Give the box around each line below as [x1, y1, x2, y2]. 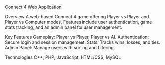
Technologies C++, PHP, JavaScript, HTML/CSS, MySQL [5, 54, 121, 60]
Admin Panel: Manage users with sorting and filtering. [5, 45, 115, 50]
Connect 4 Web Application [5, 4, 62, 10]
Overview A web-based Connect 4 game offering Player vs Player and [5, 14, 149, 19]
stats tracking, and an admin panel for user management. [5, 24, 123, 30]
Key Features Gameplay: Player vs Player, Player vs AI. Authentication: [5, 34, 149, 40]
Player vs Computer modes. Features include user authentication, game [5, 19, 152, 25]
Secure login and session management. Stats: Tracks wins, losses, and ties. [5, 39, 161, 45]
